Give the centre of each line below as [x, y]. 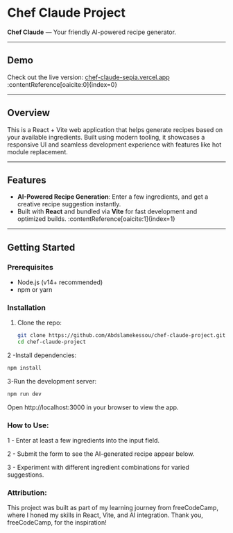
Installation [27, 307]
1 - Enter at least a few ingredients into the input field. [83, 441]
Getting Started [41, 247]
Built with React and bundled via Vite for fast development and [107, 212]
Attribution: [27, 493]
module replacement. [37, 151]
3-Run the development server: [52, 381]
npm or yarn [35, 290]
